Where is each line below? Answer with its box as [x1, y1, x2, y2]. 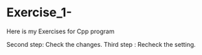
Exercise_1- [6, 5, 72, 20]
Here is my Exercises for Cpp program [6, 27, 115, 35]
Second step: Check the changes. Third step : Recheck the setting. [6, 40, 197, 48]
